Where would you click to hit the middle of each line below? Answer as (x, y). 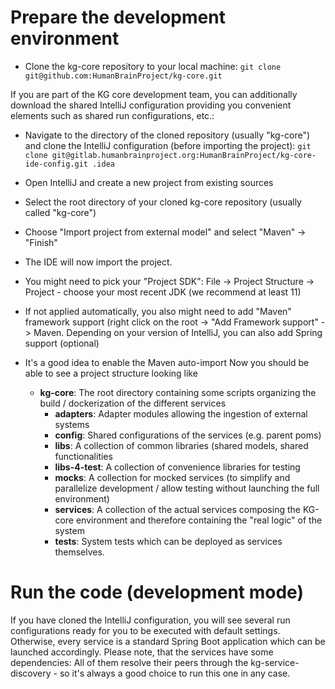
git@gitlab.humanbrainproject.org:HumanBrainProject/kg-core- (184, 155)
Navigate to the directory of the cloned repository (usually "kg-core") (167, 135)
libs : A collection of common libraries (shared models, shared (181, 445)
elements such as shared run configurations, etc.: (112, 115)
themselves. (79, 552)
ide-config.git (56, 164)
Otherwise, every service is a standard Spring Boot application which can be (168, 641)
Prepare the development (118, 17)
